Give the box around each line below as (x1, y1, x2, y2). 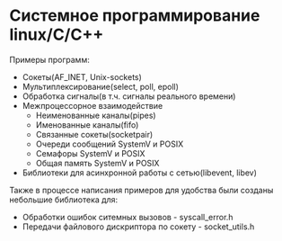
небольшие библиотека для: (9, 194, 119, 205)
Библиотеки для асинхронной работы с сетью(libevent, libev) (22, 167, 258, 178)
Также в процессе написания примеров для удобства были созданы (9, 184, 274, 195)
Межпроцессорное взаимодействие (22, 100, 163, 111)
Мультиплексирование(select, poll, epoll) (22, 81, 180, 92)
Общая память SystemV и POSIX (35, 157, 160, 168)
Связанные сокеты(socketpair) (35, 129, 154, 139)
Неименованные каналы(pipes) (35, 110, 156, 120)
